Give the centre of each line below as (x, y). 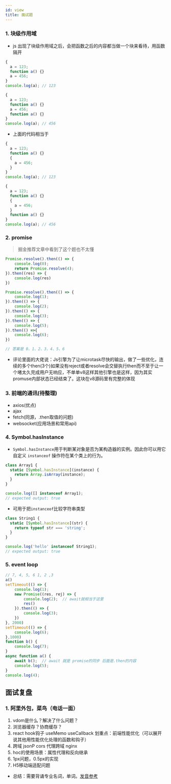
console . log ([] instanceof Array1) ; (44, 493)
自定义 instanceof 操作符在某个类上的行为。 (59, 455)
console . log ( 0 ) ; (32, 264)
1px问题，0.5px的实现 (35, 759)
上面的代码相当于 (31, 134)
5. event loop (22, 564)
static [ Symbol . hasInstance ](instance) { (55, 470)
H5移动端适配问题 (31, 765)
